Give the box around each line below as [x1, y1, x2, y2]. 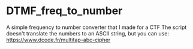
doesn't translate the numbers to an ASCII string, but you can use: [6, 30, 170, 37]
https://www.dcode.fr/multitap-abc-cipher [6, 36, 111, 43]
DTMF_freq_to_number [6, 4, 123, 18]
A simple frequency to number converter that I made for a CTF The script [6, 24, 187, 31]
